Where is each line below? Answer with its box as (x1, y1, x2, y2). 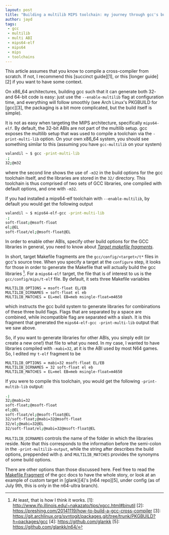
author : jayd (5, 17, 33, 22)
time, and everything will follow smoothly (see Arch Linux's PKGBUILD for (5, 99, 157, 105)
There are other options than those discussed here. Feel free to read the (5, 466, 155, 472)
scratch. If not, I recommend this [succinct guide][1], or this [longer (5, 74, 144, 80)
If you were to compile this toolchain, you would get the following (5, 378, 140, 384)
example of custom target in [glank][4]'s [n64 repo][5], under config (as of (5, 477, 160, 484)
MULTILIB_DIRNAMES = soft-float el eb (5, 290, 87, 295)
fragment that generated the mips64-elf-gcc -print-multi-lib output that (5, 319, 159, 326)
